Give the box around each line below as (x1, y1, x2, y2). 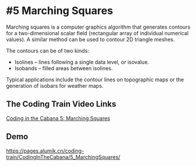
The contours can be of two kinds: (6, 47, 89, 54)
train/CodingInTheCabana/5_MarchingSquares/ (6, 153, 120, 160)
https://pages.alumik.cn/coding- (6, 147, 85, 154)
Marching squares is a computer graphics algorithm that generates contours (6, 23, 191, 30)
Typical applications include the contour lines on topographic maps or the (6, 76, 184, 83)
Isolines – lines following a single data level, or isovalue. (14, 58, 150, 65)
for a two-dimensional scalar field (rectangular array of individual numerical (6, 29, 189, 36)
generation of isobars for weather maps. (6, 82, 104, 89)
